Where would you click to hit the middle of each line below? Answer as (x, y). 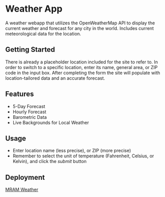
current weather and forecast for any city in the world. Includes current (79, 28)
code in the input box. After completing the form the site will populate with (83, 73)
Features (20, 94)
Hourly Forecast (29, 112)
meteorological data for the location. (43, 34)
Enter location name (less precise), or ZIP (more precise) (72, 151)
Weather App (34, 9)
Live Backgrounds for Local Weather (51, 122)
